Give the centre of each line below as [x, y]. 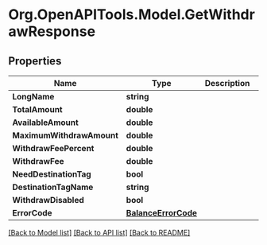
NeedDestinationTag [52, 174]
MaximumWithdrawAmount [66, 135]
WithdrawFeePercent [53, 148]
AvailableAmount [46, 122]
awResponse [52, 31]
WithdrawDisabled [48, 200]
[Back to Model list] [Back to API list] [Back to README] [99, 233]
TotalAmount [37, 109]
